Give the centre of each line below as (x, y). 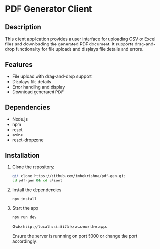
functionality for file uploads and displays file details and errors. (79, 49)
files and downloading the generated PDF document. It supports (69, 44)
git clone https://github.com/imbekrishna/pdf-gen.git (69, 176)
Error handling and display (38, 87)
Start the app (25, 208)
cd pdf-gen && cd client (37, 181)
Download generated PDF (38, 92)
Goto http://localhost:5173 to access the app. (60, 226)
